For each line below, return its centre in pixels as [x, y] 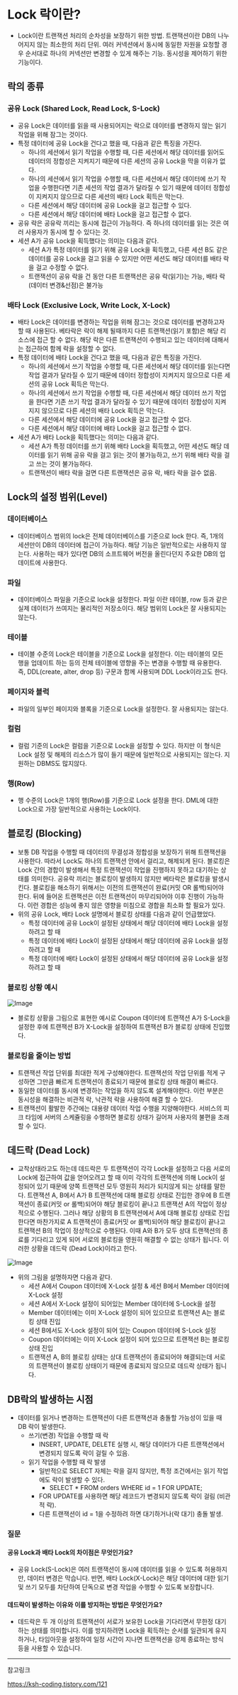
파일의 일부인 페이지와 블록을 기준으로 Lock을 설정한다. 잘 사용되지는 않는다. [123, 708]
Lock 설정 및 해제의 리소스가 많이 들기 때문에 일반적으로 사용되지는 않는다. [120, 754]
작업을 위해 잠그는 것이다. [53, 134]
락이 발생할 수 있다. [78, 1480]
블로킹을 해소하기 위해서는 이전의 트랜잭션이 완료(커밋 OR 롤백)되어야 [129, 887]
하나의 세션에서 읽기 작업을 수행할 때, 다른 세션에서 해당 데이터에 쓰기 [124, 179]
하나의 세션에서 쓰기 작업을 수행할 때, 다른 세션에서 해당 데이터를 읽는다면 [129, 366]
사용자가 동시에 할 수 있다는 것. [68, 232]
